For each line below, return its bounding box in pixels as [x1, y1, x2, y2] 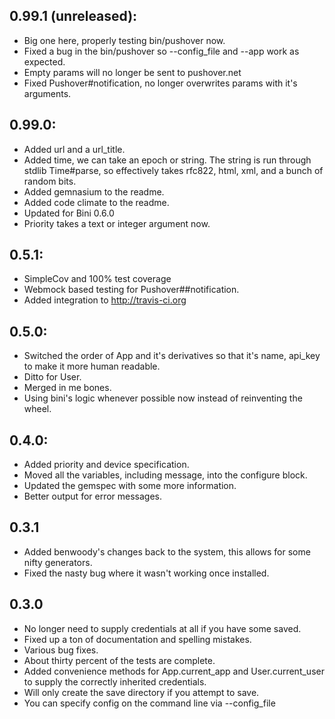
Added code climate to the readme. [23, 196, 170, 208]
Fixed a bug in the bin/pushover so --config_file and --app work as [23, 45, 300, 57]
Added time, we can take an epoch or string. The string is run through [23, 154, 312, 166]
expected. [23, 55, 66, 68]
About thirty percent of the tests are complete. [23, 654, 216, 666]
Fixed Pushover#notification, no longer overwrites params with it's [23, 77, 298, 89]
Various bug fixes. [23, 644, 99, 656]
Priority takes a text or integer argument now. [23, 217, 211, 229]
